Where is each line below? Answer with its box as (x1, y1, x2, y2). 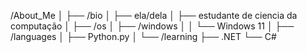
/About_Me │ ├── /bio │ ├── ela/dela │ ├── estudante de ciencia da (10, 10, 298, 21)
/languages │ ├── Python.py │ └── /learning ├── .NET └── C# (10, 31, 277, 42)
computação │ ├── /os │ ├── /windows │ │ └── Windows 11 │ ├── (10, 20, 295, 32)
